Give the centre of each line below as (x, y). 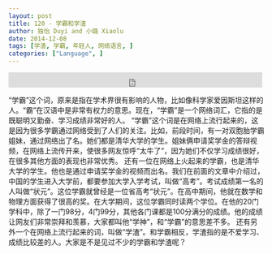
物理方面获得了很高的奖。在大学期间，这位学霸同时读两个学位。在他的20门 (134, 201)
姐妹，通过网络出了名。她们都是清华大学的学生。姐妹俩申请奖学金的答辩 (129, 140)
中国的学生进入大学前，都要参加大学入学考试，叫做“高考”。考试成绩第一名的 (136, 181)
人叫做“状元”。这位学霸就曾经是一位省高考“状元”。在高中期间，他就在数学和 (136, 191)
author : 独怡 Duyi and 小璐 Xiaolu (66, 31)
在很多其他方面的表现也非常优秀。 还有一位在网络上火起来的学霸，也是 (127, 161)
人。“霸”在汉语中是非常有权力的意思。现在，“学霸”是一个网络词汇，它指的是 (136, 110)
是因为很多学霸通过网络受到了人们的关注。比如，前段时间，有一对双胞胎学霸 (136, 130)
